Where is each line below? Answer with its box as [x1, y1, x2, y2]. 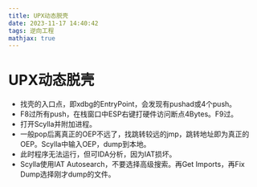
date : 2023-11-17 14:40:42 [8, 19, 99, 27]
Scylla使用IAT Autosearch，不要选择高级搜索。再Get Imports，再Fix [19, 160, 245, 169]
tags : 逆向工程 [8, 26, 55, 35]
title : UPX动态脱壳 [8, 11, 69, 20]
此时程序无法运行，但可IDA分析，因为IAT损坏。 [19, 149, 177, 159]
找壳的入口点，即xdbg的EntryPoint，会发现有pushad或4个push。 [19, 100, 237, 109]
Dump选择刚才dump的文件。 [19, 169, 116, 179]
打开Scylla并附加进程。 [19, 120, 97, 129]
